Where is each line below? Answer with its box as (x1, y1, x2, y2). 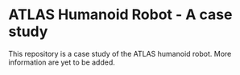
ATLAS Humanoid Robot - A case (8, 6, 233, 24)
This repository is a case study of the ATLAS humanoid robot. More (8, 49, 232, 58)
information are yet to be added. (8, 57, 115, 67)
